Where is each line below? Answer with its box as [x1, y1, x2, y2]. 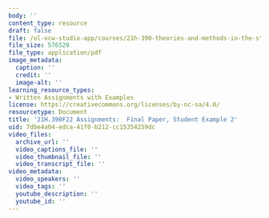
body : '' [8, 11, 38, 20]
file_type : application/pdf [8, 49, 102, 57]
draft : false [8, 26, 52, 34]
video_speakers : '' [15, 175, 81, 184]
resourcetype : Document [8, 109, 88, 117]
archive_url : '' [15, 137, 70, 146]
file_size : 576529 [8, 42, 70, 50]
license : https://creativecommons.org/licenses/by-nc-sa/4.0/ [8, 101, 220, 109]
